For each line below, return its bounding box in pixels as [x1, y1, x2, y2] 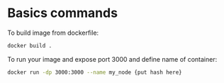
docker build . [7, 42, 52, 49]
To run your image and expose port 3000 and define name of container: [7, 55, 218, 63]
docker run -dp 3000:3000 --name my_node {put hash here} [7, 69, 182, 76]
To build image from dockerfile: [7, 28, 99, 37]
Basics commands [7, 5, 118, 21]
